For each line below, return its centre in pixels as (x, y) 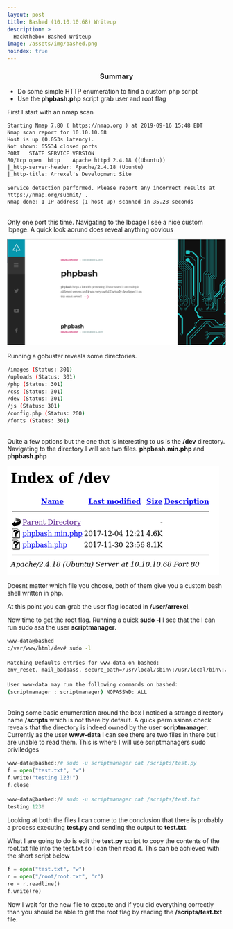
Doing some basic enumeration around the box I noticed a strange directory (115, 712)
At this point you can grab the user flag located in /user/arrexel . (99, 606)
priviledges (23, 749)
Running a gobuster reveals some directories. (72, 356)
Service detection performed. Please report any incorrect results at (111, 188)
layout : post (26, 15)
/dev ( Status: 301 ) (35, 399)
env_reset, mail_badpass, (44, 670)
